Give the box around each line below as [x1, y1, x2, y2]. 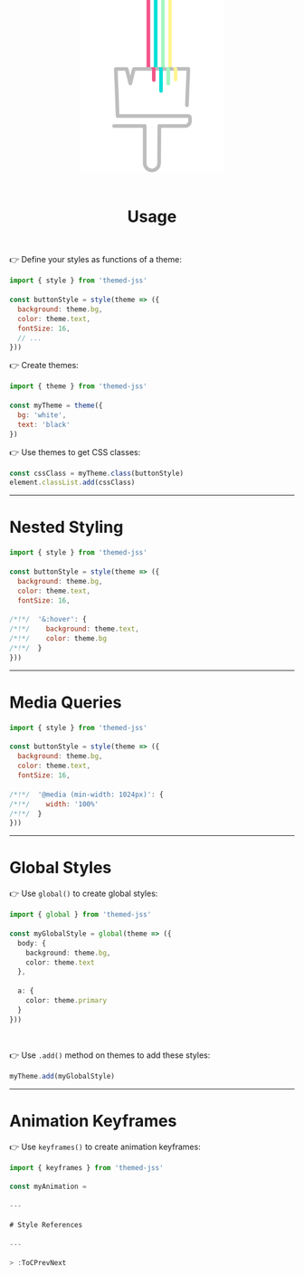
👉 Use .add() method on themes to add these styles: [9, 1050, 211, 1061]
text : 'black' [17, 420, 71, 429]
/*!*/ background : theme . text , [9, 624, 140, 633]
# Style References [9, 1220, 83, 1230]
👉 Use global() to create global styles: [9, 888, 158, 899]
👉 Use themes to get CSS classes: [9, 446, 141, 457]
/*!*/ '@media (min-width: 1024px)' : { [9, 790, 165, 799]
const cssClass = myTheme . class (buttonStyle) [9, 469, 184, 478]
